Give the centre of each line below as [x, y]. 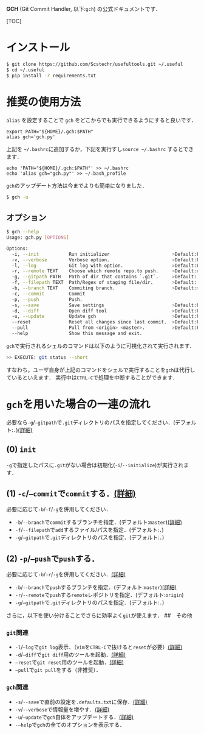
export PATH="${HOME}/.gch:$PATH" [50, 132]
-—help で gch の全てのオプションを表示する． [70, 724]
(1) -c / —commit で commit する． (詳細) [71, 493]
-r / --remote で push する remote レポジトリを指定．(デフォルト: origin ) [99, 595]
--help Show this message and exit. [77, 334]
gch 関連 [17, 687]
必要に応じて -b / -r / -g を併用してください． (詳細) [66, 574]
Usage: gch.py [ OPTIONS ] [38, 238]
